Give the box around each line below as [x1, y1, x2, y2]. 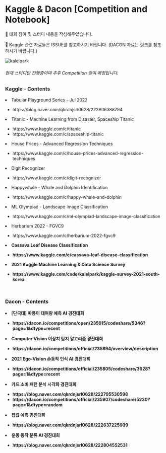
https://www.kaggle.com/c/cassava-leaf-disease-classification [12, 252, 148, 258]
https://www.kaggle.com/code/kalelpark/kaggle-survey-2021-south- [12, 271, 160, 277]
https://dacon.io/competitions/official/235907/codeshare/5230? [12, 396, 150, 402]
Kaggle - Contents [5, 85, 51, 92]
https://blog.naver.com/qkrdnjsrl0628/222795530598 [12, 391, 128, 397]
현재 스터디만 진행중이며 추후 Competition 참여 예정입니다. [5, 70, 119, 75]
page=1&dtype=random [12, 401, 63, 408]
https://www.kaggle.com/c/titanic [12, 126, 81, 132]
